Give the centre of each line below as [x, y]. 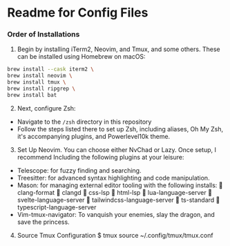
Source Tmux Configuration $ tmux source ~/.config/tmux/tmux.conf [115, 235]
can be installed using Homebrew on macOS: [82, 57]
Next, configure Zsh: [46, 108]
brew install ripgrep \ [41, 89]
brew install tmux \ [37, 82]
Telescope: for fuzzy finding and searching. [79, 170]
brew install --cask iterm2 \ [51, 69]
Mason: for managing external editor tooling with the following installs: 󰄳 [120, 185]
